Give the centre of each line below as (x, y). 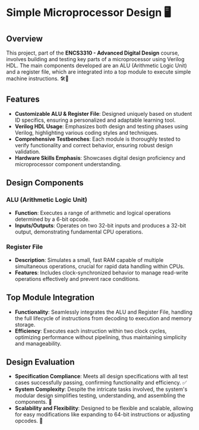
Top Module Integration (50, 298)
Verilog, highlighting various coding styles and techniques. (86, 132)
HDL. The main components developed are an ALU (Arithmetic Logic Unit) (97, 65)
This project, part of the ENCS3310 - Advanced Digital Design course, (93, 53)
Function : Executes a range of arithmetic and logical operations (93, 213)
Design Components (45, 183)
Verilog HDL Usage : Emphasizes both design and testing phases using (101, 126)
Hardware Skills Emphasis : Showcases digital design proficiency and (100, 158)
